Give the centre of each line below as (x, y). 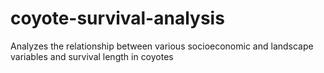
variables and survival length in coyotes (92, 56)
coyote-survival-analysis (117, 18)
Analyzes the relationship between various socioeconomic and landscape (162, 46)
